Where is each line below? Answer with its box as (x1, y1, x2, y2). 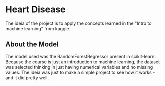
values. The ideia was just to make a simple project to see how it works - (5, 69, 155, 75)
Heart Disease (5, 4, 66, 15)
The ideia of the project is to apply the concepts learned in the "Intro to (5, 20, 152, 26)
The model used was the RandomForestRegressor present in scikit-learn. (5, 53, 156, 59)
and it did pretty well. (5, 74, 49, 81)
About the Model (5, 40, 59, 49)
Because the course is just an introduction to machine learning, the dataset (5, 59, 160, 65)
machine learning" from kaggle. (5, 25, 71, 31)
